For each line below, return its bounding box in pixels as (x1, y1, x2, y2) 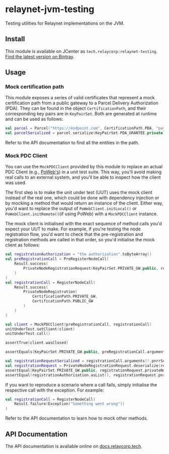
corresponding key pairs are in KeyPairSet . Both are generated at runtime (5, 111, 157, 117)
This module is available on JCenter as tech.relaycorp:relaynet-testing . (5, 48, 157, 54)
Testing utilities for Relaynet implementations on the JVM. (5, 20, 125, 26)
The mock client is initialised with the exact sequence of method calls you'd (5, 221, 162, 227)
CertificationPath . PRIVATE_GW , (32, 294, 98, 299)
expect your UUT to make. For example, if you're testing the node (5, 226, 141, 232)
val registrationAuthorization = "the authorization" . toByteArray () (5, 252, 152, 257)
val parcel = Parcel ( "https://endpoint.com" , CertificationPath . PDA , (5, 126, 154, 131)
